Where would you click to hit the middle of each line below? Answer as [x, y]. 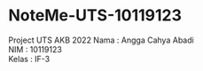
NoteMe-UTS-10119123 [95, 16]
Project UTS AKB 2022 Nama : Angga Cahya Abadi [101, 40]
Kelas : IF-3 [29, 59]
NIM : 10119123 [35, 49]
